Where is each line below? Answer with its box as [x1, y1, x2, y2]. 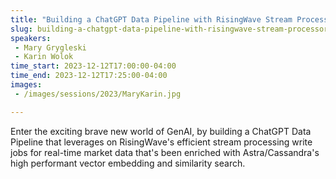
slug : [10, 24, 33, 34]
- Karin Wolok [14, 52, 74, 62]
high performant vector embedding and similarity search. [10, 157, 246, 169]
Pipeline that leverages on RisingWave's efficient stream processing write [10, 136, 313, 148]
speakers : [10, 33, 52, 43]
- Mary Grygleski [14, 42, 87, 53]
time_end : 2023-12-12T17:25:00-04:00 [10, 71, 168, 81]
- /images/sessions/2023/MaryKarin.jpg [14, 89, 182, 99]
